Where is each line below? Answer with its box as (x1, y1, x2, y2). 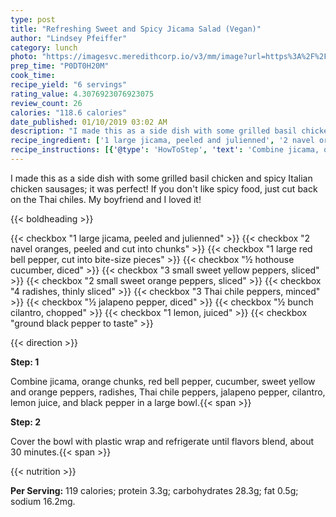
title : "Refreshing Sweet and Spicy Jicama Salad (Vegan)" (10, 24, 262, 34)
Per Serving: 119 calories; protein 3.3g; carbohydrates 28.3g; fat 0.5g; (10, 484, 299, 496)
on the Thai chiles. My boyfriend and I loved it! (10, 193, 202, 205)
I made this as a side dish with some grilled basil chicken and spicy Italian (10, 172, 313, 184)
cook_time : (10, 71, 56, 81)
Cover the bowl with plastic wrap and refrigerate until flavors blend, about (10, 435, 315, 447)
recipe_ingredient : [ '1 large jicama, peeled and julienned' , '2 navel (10, 136, 315, 146)
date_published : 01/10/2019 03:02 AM (10, 117, 168, 127)
